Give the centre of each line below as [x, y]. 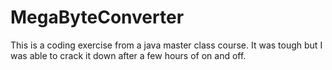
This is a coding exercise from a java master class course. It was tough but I [166, 45]
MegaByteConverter [97, 17]
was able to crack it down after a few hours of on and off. [128, 55]
